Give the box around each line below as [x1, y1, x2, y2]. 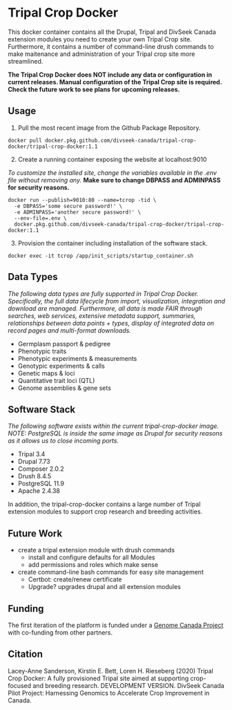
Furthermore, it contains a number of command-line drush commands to [8, 42, 214, 50]
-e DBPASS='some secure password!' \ [14, 203, 123, 209]
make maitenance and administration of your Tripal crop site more [8, 50, 195, 58]
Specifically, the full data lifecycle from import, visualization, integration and [8, 297, 226, 305]
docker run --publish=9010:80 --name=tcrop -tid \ [8, 196, 157, 203]
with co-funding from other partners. [8, 628, 113, 637]
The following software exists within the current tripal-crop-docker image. [8, 422, 220, 430]
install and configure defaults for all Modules [28, 553, 155, 561]
